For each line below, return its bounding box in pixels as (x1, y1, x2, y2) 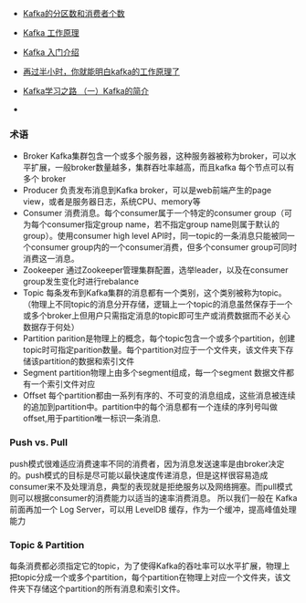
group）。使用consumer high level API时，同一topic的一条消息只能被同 (22, 231, 288, 242)
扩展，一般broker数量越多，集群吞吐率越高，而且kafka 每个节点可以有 (30, 162, 295, 173)
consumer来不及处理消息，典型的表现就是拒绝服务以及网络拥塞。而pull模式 (9, 481, 293, 492)
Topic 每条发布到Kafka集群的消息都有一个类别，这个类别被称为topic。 (22, 287, 287, 298)
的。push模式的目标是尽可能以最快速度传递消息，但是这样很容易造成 (9, 469, 269, 481)
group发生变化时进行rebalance (22, 276, 140, 287)
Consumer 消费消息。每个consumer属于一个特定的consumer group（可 (22, 208, 292, 219)
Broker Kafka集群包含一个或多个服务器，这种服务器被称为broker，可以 (22, 151, 289, 161)
